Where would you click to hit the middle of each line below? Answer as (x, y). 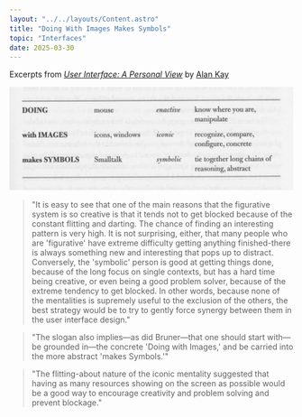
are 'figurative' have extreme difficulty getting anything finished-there (161, 243)
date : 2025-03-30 (42, 48)
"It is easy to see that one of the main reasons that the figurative (151, 204)
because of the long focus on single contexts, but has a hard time (153, 272)
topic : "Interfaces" (48, 38)
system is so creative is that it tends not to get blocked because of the (162, 214)
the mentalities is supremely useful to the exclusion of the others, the (160, 300)
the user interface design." (81, 320)
